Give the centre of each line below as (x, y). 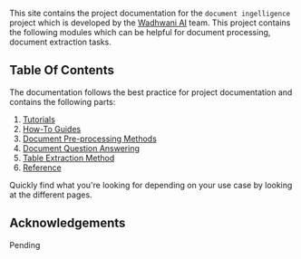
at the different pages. (51, 195)
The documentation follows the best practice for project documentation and (151, 92)
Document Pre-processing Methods (89, 139)
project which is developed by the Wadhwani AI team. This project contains (150, 23)
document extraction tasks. (60, 42)
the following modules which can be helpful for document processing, (140, 32)
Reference (42, 168)
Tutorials (39, 119)
